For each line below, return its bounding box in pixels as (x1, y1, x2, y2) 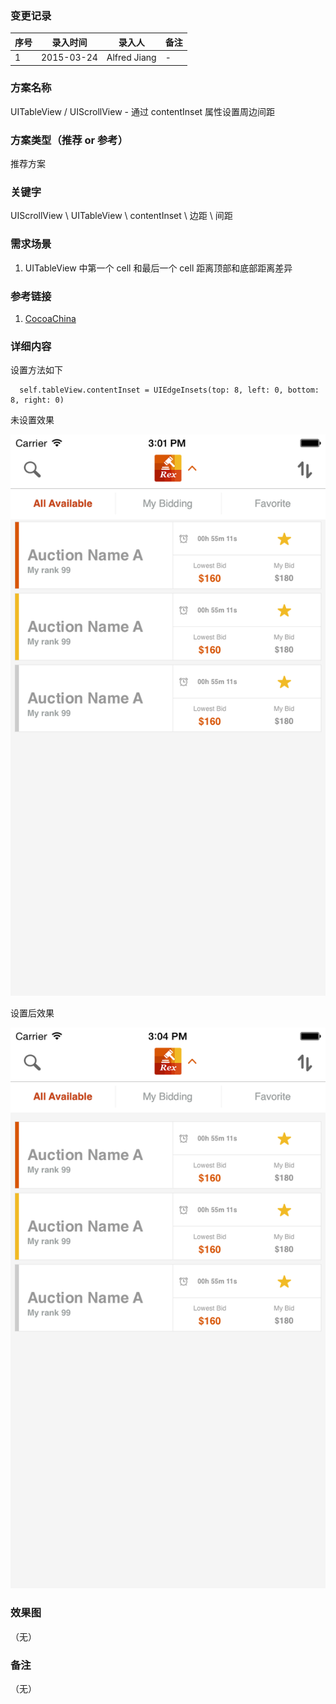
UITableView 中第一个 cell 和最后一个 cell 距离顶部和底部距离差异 (24, 262, 293, 274)
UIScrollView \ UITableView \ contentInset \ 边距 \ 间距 (10, 210, 233, 222)
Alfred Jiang (106, 52, 157, 64)
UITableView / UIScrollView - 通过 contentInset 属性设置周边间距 (10, 105, 276, 117)
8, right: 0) (10, 395, 65, 406)
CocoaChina (24, 313, 77, 325)
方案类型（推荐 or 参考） (10, 133, 129, 147)
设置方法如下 (10, 364, 63, 376)
